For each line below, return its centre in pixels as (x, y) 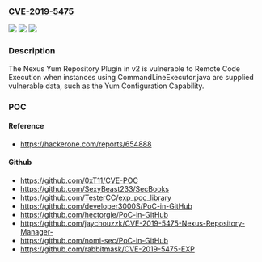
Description (32, 51)
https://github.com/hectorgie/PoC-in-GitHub (94, 214)
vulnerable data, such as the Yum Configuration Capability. (106, 86)
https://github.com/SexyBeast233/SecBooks (95, 188)
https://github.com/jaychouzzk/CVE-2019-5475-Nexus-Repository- (132, 223)
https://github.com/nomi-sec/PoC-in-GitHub (94, 240)
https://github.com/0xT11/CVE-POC (79, 180)
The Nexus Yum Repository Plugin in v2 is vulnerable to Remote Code (125, 68)
